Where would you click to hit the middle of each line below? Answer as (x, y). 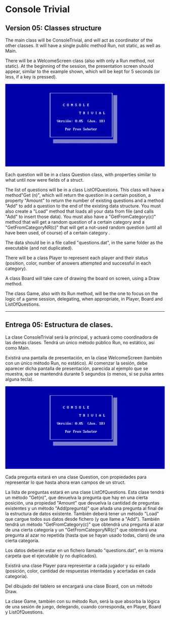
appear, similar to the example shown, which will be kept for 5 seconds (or (83, 71)
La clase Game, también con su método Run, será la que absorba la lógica (83, 601)
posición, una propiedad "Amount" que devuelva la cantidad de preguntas (82, 503)
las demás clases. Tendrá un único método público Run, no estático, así (80, 342)
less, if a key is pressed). (31, 77)
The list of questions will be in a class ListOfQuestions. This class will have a (85, 190)
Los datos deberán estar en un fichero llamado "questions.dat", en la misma (84, 550)
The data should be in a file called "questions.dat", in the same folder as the (84, 242)
